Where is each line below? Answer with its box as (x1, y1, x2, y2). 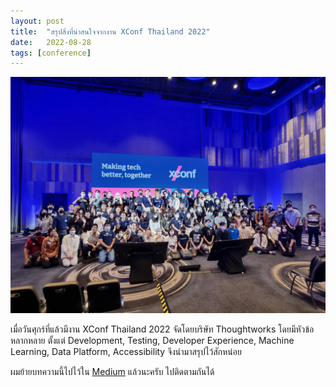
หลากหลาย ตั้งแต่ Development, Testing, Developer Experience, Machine (10, 335, 295, 347)
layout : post (10, 16, 65, 26)
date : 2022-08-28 (10, 37, 92, 47)
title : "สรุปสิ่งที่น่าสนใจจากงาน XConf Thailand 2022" (10, 26, 211, 37)
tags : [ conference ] (10, 48, 92, 58)
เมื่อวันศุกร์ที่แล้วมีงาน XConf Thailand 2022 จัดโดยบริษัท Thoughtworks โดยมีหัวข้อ (10, 323, 315, 335)
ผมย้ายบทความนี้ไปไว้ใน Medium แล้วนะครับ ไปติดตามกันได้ (10, 366, 215, 378)
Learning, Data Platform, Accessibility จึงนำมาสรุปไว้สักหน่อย (10, 346, 242, 358)
